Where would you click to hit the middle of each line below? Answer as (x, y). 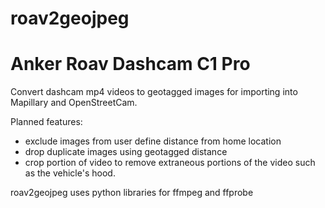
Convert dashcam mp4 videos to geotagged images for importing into (154, 92)
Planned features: (46, 122)
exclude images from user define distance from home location (153, 141)
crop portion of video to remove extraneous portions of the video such (170, 163)
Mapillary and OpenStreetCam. (74, 103)
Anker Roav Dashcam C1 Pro (130, 64)
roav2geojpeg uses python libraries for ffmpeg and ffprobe (132, 193)
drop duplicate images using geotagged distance (126, 152)
